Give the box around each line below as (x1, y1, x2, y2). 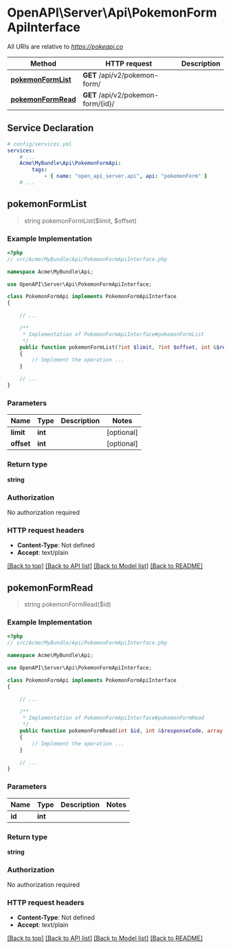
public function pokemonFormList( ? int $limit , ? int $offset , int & (19, 344, 217, 351)
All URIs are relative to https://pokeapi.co (7, 42, 124, 50)
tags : (32, 166, 48, 173)
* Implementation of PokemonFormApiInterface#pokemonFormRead (22, 714, 205, 722)
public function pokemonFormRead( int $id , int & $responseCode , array (19, 727, 223, 734)
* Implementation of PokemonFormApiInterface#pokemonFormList (22, 331, 205, 337)
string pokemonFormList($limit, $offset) (23, 216, 137, 225)
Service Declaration (7, 122, 94, 134)
